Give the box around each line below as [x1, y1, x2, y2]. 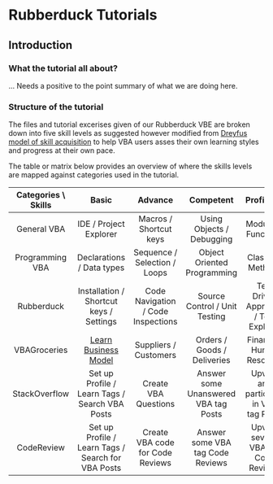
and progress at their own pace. [8, 146, 115, 155]
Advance [137, 194, 173, 206]
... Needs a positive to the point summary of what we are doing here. [8, 81, 238, 90]
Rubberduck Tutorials [8, 6, 158, 24]
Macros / [138, 213, 173, 225]
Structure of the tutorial [8, 101, 104, 112]
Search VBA [78, 399, 124, 410]
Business [84, 344, 119, 355]
